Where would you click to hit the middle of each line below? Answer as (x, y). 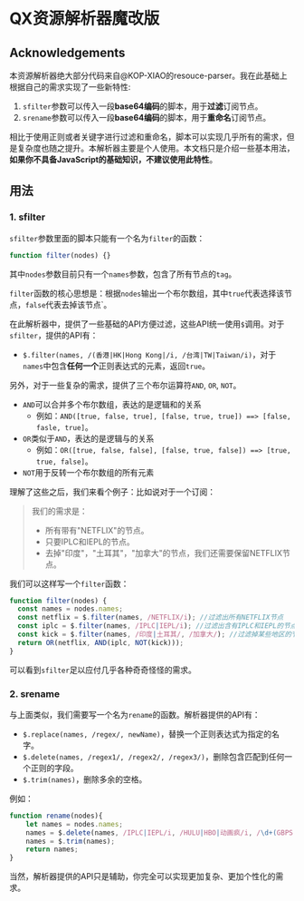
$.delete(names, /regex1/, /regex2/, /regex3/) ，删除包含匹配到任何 (153, 756)
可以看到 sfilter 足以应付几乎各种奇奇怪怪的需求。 (103, 670)
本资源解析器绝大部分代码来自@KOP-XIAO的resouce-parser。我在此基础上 (148, 75)
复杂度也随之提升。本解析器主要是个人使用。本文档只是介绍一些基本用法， (156, 148)
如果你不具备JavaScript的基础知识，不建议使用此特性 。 (114, 159)
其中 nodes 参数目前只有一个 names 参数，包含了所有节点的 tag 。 (123, 274)
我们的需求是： (59, 511)
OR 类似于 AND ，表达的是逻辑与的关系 (88, 438)
